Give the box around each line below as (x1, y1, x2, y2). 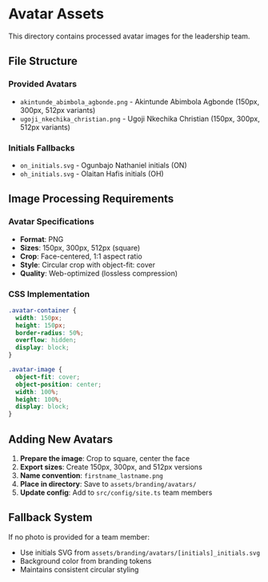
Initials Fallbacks (8, 142, 75, 153)
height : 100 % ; (15, 395, 62, 403)
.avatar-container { (8, 306, 78, 315)
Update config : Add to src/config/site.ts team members (19, 488, 213, 497)
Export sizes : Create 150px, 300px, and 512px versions (19, 462, 202, 472)
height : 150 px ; (15, 321, 66, 329)
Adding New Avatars (8, 432, 114, 446)
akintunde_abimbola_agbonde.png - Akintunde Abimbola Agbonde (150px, (19, 97, 260, 106)
